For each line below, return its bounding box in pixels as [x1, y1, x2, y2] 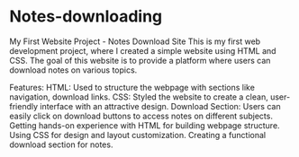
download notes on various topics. [9, 65, 138, 75]
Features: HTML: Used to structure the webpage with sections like [9, 82, 255, 92]
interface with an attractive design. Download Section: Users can [40, 100, 281, 111]
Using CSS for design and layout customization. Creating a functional [9, 129, 267, 140]
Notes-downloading [9, 6, 163, 27]
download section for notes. [9, 139, 113, 150]
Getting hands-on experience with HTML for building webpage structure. [9, 119, 281, 131]
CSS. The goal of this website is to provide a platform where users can [9, 55, 271, 65]
